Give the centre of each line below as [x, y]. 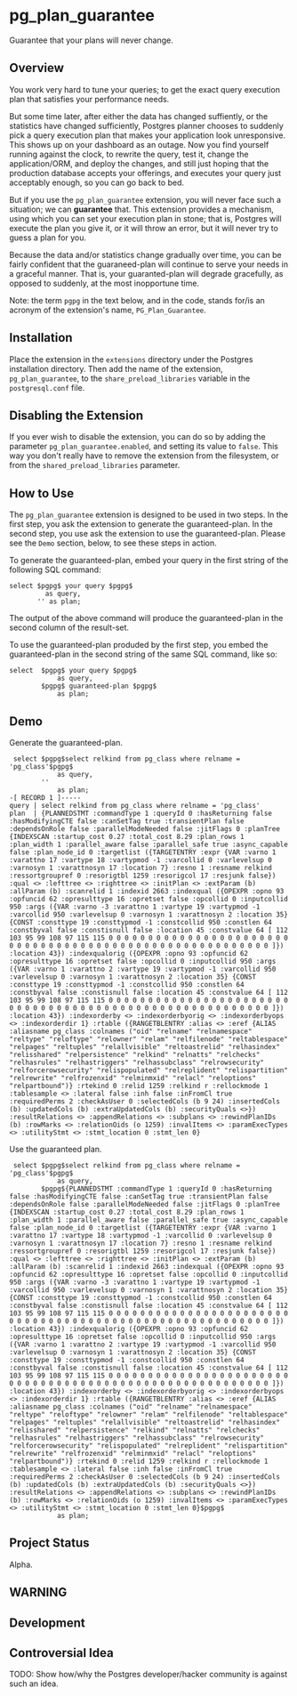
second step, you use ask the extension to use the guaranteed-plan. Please [148, 534]
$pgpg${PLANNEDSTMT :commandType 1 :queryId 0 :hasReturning [157, 1189]
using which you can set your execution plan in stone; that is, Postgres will [145, 218]
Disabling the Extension [76, 415]
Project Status [50, 1543]
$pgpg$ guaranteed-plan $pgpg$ [99, 686]
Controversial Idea [61, 1653]
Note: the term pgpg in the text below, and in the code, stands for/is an [137, 300]
